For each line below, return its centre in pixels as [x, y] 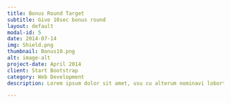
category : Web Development [46, 77]
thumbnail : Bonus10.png [41, 52]
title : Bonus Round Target [46, 13]
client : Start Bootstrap [43, 70]
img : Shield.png [30, 45]
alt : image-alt [29, 58]
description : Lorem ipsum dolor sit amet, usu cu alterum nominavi [106, 83]
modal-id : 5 [24, 32]
